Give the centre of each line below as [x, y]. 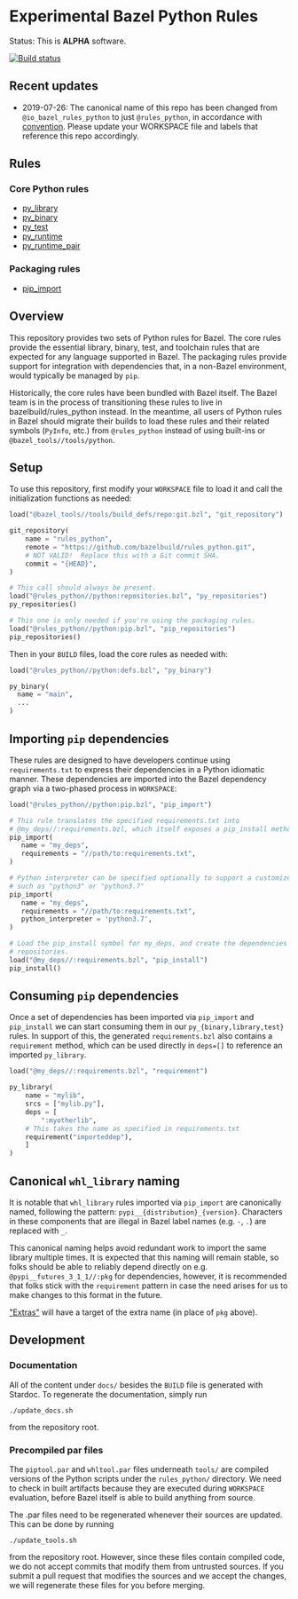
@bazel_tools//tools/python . [62, 439]
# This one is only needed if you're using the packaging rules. [132, 621]
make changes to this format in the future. [86, 1295]
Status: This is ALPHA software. [68, 41]
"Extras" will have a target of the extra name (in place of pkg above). [133, 1312]
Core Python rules [49, 189]
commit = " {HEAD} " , [61, 564]
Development [47, 1340]
